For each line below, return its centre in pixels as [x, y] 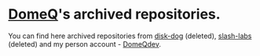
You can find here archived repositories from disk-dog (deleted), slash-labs [130, 36]
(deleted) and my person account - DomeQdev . [85, 44]
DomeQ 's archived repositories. [115, 14]
